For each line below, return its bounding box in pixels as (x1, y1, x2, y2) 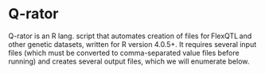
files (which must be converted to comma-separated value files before (8, 48, 240, 57)
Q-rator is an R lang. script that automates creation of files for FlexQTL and (8, 31, 252, 41)
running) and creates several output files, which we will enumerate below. (8, 56, 250, 66)
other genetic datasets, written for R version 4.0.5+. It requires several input (8, 39, 257, 49)
